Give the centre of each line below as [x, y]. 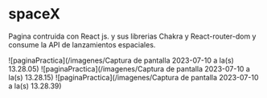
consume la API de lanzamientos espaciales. [82, 44]
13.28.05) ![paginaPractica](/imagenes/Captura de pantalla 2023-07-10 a [129, 68]
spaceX [34, 14]
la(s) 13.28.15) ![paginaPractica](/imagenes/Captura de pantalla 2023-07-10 [133, 77]
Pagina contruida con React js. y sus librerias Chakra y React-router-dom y [132, 36]
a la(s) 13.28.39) [35, 86]
